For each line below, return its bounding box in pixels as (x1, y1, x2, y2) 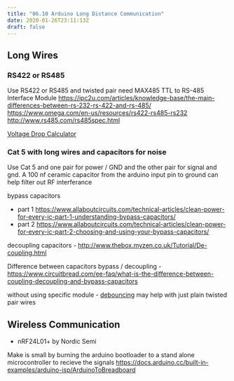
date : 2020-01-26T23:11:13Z (7, 17, 90, 24)
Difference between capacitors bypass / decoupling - (7, 262, 162, 271)
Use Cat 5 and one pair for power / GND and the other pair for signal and (7, 163, 217, 172)
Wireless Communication (7, 319, 121, 330)
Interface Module (7, 94, 57, 102)
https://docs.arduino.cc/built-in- (116, 359, 209, 367)
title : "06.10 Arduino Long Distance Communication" (7, 10, 165, 18)
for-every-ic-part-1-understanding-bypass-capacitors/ (17, 213, 177, 221)
